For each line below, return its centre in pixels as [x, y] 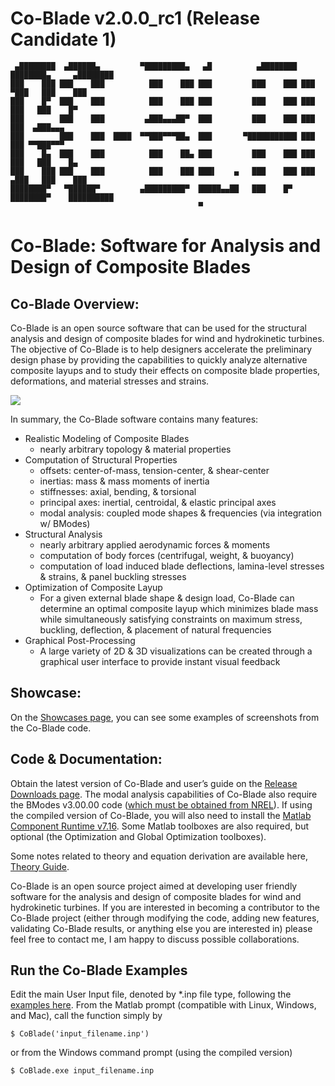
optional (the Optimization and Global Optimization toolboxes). [138, 836]
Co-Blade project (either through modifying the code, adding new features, [165, 918]
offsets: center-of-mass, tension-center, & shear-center [154, 470]
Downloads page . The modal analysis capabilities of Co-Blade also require [164, 794]
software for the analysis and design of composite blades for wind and [156, 896]
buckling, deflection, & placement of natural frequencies [155, 629]
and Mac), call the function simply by [86, 1016]
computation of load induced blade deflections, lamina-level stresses [182, 566]
